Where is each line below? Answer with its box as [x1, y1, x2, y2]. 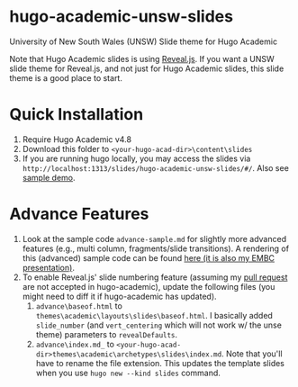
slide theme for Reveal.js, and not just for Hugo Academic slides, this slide [9, 63, 284, 74]
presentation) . [22, 262, 75, 273]
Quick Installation [9, 104, 144, 125]
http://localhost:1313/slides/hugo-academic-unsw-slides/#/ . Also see [22, 162, 290, 173]
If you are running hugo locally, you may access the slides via [22, 153, 251, 164]
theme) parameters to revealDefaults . [35, 328, 178, 339]
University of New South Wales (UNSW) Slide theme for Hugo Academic [9, 36, 277, 47]
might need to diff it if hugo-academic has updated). [22, 291, 218, 301]
